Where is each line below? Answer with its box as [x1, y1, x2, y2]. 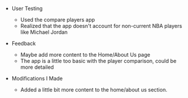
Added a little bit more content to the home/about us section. [20, 86, 168, 93]
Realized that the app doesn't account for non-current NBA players [20, 23, 183, 29]
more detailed [20, 64, 54, 71]
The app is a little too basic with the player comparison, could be [20, 58, 177, 64]
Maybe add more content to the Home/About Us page [20, 51, 151, 58]
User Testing [11, 5, 43, 12]
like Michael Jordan [20, 29, 68, 36]
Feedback [11, 40, 36, 47]
